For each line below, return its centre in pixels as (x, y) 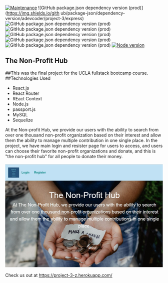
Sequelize (23, 120)
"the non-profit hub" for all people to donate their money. (64, 156)
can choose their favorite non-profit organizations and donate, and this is (80, 151)
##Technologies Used (28, 78)
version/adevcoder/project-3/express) (44, 18)
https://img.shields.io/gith (33, 13)
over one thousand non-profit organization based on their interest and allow (83, 135)
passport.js (24, 109)
